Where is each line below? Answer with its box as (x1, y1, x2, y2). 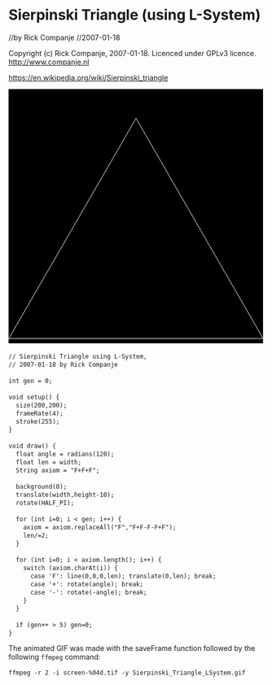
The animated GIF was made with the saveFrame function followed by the (8, 643, 256, 652)
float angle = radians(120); (15, 450, 115, 458)
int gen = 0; (8, 377, 53, 385)
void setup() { (8, 393, 60, 401)
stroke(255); (15, 417, 60, 425)
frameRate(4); (15, 409, 64, 417)
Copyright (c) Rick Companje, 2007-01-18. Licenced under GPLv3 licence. (8, 48, 257, 58)
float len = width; (15, 458, 82, 466)
